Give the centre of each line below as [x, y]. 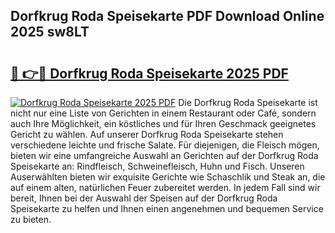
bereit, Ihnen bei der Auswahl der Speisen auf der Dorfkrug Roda [144, 198]
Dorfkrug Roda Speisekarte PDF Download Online [167, 16]
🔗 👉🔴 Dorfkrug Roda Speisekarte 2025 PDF [149, 73]
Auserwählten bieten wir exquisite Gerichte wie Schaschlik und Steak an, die [168, 177]
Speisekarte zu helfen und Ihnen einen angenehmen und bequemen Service [167, 208]
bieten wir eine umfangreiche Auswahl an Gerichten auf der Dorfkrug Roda [164, 155]
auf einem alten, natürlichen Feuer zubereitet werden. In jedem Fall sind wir [165, 187]
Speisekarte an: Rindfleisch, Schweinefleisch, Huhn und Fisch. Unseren [157, 166]
